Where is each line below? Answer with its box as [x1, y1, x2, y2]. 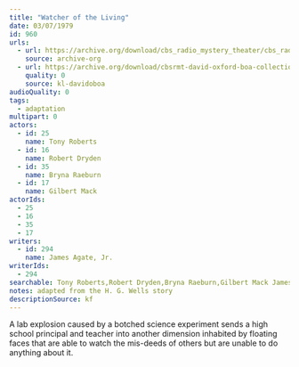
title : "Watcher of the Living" [9, 12, 129, 22]
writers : [9, 237, 42, 246]
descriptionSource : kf [9, 295, 93, 304]
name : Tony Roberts [25, 137, 98, 146]
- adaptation [17, 104, 66, 113]
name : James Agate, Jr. [25, 253, 114, 263]
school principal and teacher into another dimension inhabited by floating [9, 329, 278, 339]
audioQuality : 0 [9, 87, 69, 96]
